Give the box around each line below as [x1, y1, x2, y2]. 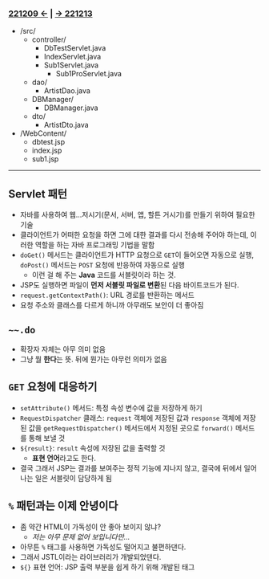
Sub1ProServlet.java [55, 69, 122, 79]
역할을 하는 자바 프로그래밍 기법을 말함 [34, 240, 155, 250]
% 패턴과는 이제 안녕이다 [8, 499, 118, 513]
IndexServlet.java [43, 52, 102, 62]
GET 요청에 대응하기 [8, 380, 98, 393]
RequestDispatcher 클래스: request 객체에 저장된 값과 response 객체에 [19, 413, 242, 422]
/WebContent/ [19, 128, 67, 138]
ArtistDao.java [43, 86, 90, 96]
